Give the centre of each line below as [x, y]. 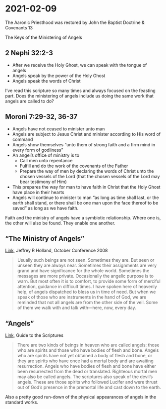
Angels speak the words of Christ [46, 81]
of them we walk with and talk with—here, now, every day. [77, 308]
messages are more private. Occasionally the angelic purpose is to [85, 276]
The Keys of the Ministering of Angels [44, 37]
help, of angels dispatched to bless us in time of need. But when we [86, 292]
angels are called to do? [29, 101]
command [23, 139]
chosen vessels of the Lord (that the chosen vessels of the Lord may [90, 176]
